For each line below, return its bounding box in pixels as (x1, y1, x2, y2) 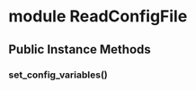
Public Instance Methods (8, 42, 152, 57)
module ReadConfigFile (8, 6, 188, 27)
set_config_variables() (8, 69, 109, 81)
